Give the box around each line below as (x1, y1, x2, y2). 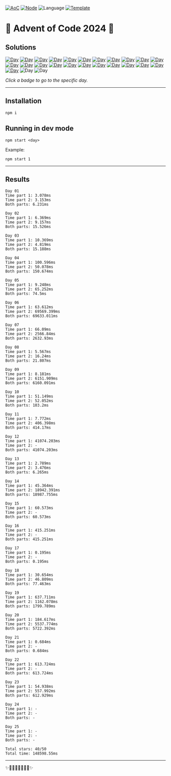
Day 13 (5, 457, 19, 462)
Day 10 (5, 389, 19, 395)
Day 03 (5, 233, 19, 238)
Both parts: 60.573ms (5, 514, 51, 520)
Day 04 (5, 256, 19, 261)
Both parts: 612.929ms (5, 693, 53, 698)
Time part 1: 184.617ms (5, 617, 56, 622)
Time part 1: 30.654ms (5, 572, 53, 578)
